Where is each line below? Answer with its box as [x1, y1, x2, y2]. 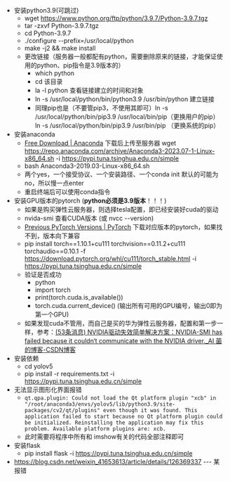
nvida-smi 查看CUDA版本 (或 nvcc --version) [24, 214, 154, 222]
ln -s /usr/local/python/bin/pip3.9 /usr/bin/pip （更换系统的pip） [34, 122, 220, 129]
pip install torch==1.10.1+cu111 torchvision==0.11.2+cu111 [24, 240, 186, 248]
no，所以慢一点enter [24, 179, 84, 187]
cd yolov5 [24, 362, 53, 371]
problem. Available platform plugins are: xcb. [24, 425, 166, 432]
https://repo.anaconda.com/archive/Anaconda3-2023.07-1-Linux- [24, 147, 215, 155]
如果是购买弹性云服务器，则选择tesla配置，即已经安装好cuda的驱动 [24, 205, 219, 213]
